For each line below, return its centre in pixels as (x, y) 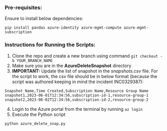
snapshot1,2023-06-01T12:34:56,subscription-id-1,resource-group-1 (77, 95)
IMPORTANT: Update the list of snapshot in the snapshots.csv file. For (85, 71)
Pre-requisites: (23, 8)
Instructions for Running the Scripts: (50, 45)
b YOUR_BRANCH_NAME (32, 60)
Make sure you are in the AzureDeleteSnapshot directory (71, 65)
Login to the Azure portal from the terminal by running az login (77, 109)
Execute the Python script (39, 114)
